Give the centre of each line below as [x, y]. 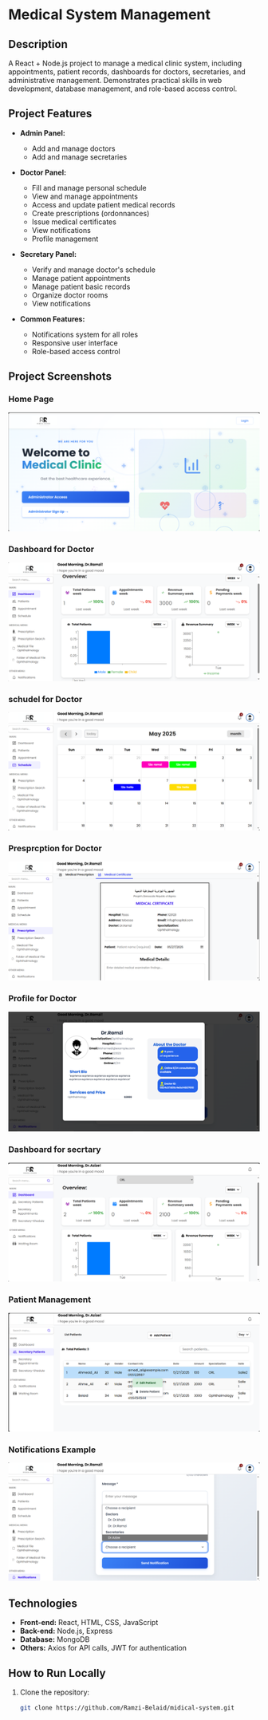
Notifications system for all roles [85, 334]
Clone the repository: [55, 1692]
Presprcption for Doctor [55, 849]
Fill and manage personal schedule [89, 187]
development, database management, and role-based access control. [123, 89]
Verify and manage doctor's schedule [93, 270]
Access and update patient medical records [103, 204]
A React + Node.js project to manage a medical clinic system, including [125, 63]
